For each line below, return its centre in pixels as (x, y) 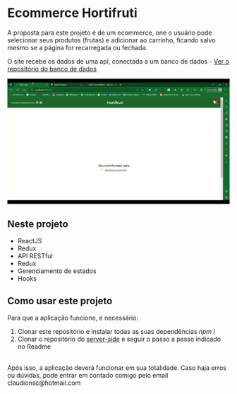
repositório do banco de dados (52, 69)
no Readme (34, 346)
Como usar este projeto (60, 301)
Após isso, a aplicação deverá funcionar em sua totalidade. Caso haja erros (117, 367)
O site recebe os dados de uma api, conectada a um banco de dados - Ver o (118, 61)
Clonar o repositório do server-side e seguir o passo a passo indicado (119, 339)
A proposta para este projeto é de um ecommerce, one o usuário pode (110, 33)
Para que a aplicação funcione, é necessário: (73, 318)
